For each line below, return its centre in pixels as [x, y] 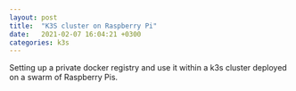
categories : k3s [39, 42]
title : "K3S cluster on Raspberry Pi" [83, 26]
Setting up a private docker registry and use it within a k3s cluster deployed [148, 68]
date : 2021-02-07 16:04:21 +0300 [75, 34]
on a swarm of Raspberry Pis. [64, 78]
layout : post [33, 17]
